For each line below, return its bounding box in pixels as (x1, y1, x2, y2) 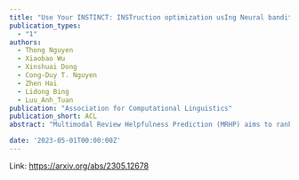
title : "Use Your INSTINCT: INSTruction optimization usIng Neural (9, 12, 265, 22)
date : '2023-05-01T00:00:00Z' (9, 137, 122, 145)
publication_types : (9, 21, 82, 30)
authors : (9, 37, 42, 47)
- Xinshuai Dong (17, 63, 77, 72)
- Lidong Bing (17, 87, 69, 96)
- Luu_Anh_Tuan (17, 95, 74, 105)
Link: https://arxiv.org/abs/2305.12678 (9, 160, 149, 171)
